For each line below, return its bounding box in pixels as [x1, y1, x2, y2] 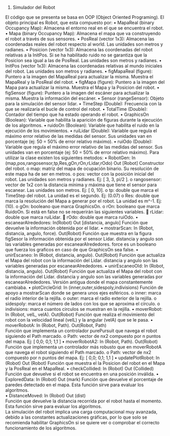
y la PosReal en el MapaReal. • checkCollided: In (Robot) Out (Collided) [5, 366, 154, 371]
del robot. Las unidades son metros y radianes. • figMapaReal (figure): [5, 68, 153, 74]
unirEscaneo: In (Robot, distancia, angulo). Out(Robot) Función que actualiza [5, 252, 165, 258]
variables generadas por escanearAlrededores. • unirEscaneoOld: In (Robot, [5, 263, 165, 269]
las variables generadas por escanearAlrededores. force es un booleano [5, 241, 156, 247]
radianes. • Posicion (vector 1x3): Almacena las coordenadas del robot [5, 47, 153, 52]
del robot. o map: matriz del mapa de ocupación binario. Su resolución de [5, 165, 159, 171]
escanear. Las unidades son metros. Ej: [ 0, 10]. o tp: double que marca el [5, 187, 159, 193]
